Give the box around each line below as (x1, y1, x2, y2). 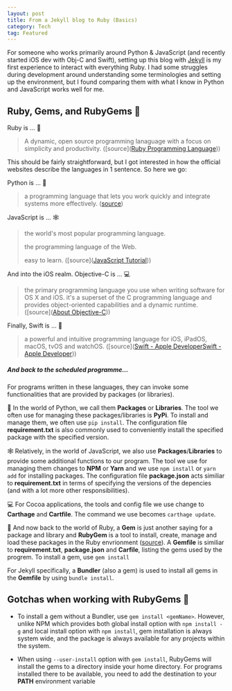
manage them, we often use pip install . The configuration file (7, 418, 188, 427)
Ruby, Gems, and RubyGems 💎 (7, 105, 141, 117)
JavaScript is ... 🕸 (7, 213, 59, 222)
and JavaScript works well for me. (7, 85, 105, 93)
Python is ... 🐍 (7, 179, 47, 187)
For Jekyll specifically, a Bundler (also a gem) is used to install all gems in (7, 566, 218, 575)
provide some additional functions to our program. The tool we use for (7, 457, 208, 465)
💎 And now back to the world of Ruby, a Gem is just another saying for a (7, 523, 213, 532)
